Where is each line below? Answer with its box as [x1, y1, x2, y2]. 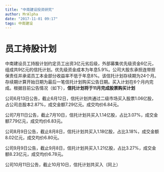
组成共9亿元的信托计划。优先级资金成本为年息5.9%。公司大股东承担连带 [5, 67, 151, 73]
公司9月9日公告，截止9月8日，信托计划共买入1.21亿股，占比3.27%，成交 [5, 145, 152, 151]
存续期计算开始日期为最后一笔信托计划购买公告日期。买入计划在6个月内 [5, 79, 149, 85]
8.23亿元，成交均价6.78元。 [9, 151, 66, 157]
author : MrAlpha [5, 12, 38, 17]
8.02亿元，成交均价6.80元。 [5, 135, 62, 141]
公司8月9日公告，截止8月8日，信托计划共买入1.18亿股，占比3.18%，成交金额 [5, 128, 159, 135]
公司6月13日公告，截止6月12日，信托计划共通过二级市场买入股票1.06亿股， [5, 96, 156, 101]
